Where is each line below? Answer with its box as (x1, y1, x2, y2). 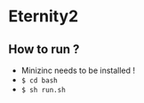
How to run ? (8, 42, 80, 57)
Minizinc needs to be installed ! (20, 65, 135, 75)
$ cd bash (20, 76, 59, 85)
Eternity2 (8, 6, 79, 27)
